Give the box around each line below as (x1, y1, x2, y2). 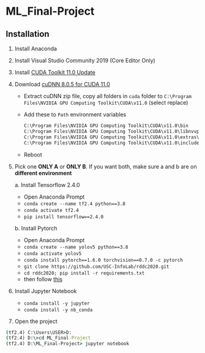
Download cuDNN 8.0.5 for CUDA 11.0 (14, 81, 111, 88)
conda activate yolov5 (23, 250, 82, 257)
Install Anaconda (14, 45, 58, 52)
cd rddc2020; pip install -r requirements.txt (23, 270, 145, 276)
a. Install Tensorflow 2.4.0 (14, 181, 80, 188)
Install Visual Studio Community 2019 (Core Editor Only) (14, 57, 155, 64)
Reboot (23, 151, 42, 158)
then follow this (23, 275, 62, 283)
